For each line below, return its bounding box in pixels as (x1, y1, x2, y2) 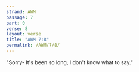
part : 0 (6, 20, 26, 26)
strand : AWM (6, 8, 36, 15)
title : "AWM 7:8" (6, 37, 50, 43)
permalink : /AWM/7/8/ (6, 43, 60, 49)
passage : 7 (6, 14, 33, 20)
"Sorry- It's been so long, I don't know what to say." (6, 58, 133, 66)
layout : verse (6, 31, 42, 37)
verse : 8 (6, 25, 28, 32)
